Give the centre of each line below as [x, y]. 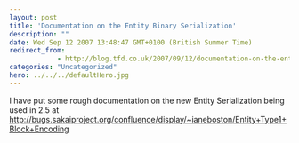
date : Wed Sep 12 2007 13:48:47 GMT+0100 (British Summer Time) [131, 42]
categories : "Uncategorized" [63, 68]
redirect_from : [37, 51]
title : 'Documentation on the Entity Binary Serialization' [123, 26]
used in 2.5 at [34, 110]
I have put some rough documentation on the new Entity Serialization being [147, 100]
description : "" [39, 34]
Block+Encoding [39, 129]
